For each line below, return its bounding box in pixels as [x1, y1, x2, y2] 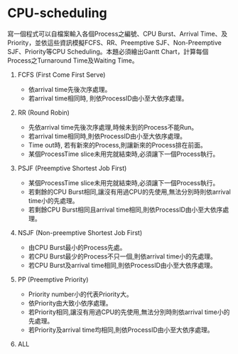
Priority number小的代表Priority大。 [28, 290, 133, 298]
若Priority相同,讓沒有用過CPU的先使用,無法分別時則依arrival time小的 [28, 308, 230, 316]
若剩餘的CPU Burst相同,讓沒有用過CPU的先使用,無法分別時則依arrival [28, 187, 231, 196]
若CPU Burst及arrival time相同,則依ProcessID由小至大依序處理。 [28, 261, 217, 269]
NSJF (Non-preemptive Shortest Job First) [17, 228, 143, 236]
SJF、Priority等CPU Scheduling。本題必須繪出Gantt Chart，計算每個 [7, 47, 209, 56]
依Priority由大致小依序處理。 [28, 298, 112, 307]
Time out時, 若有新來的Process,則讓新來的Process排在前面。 [28, 140, 207, 149]
